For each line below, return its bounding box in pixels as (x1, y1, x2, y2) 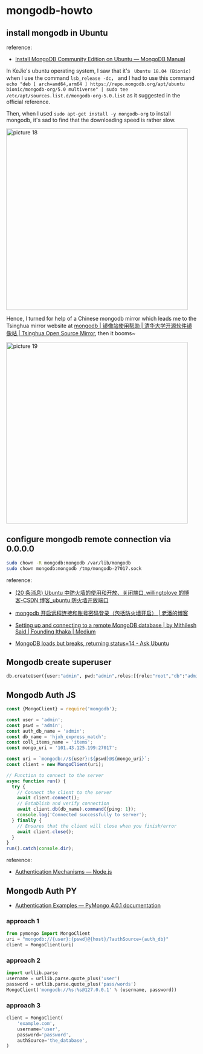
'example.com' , (17, 1020, 56, 1026)
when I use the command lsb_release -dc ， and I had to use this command (6, 74, 195, 82)
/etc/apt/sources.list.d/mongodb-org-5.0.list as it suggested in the (6, 92, 181, 99)
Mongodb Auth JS (6, 690, 76, 700)
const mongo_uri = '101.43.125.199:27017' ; (6, 745, 118, 751)
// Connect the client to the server (17, 789, 112, 796)
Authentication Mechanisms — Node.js (14, 868, 112, 876)
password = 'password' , (17, 1032, 71, 1038)
